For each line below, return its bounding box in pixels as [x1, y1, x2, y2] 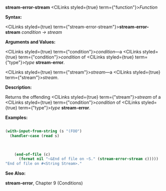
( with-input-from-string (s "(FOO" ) [5, 129, 82, 134]
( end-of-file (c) [14, 152, 51, 157]
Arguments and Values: [5, 39, 56, 45]
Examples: [5, 114, 28, 120]
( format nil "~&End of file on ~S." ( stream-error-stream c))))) [18, 156, 158, 162]
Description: [5, 84, 32, 90]
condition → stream [21, 29, 62, 35]
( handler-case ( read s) [10, 133, 59, 138]
